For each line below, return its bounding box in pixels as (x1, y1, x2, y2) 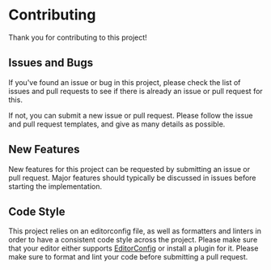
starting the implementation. (8, 181, 103, 191)
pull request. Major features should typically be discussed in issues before (8, 173, 256, 182)
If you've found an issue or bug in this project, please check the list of (8, 77, 241, 87)
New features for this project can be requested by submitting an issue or (8, 164, 251, 174)
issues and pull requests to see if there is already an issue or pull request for (8, 86, 263, 96)
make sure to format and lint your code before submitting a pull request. (8, 252, 248, 262)
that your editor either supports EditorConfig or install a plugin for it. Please (8, 243, 259, 253)
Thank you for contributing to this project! (8, 32, 147, 42)
